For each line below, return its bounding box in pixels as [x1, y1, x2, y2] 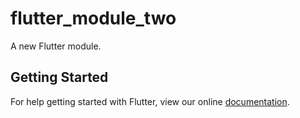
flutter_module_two [10, 7, 177, 30]
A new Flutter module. [10, 40, 102, 52]
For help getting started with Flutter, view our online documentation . [10, 95, 290, 107]
